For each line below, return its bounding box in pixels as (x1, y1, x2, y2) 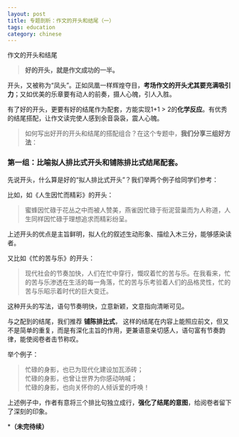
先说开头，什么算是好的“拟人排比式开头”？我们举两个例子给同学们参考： (7, 175, 219, 184)
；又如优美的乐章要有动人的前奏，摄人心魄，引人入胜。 (14, 90, 176, 98)
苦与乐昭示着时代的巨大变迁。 (24, 287, 112, 295)
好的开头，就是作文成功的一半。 (24, 66, 119, 75)
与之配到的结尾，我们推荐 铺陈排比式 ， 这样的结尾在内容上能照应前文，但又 (7, 317, 229, 325)
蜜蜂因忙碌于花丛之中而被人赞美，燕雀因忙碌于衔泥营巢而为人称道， (24, 205, 225, 214)
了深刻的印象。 (7, 407, 51, 416)
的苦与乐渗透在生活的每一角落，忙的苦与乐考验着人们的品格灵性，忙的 (24, 277, 231, 286)
